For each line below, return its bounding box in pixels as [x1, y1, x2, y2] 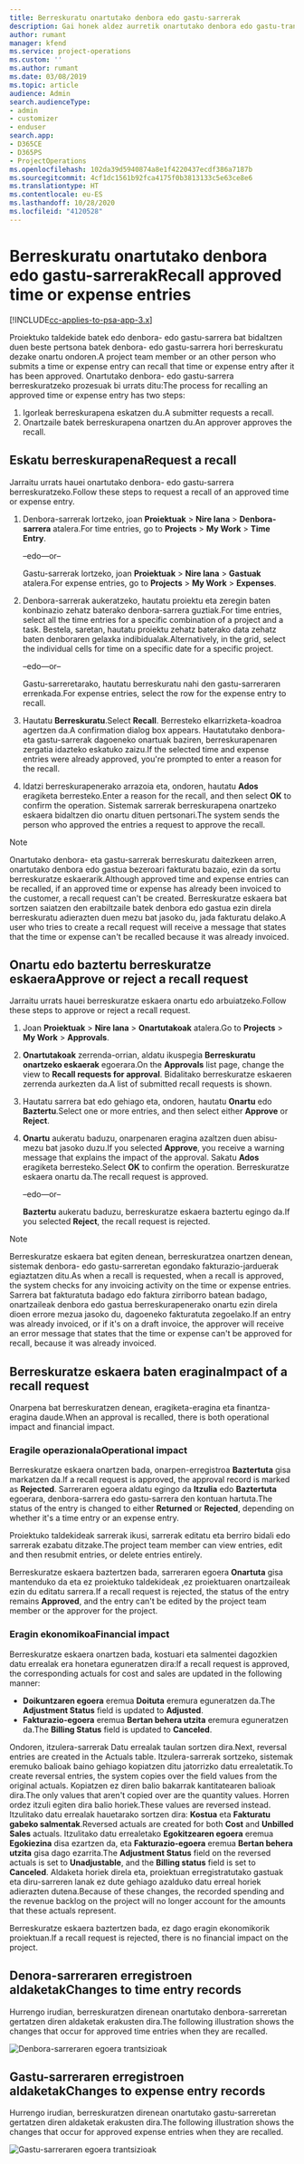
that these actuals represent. [9, 1905, 117, 1916]
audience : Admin [9, 89, 71, 98]
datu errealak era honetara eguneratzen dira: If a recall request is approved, [9, 1658, 290, 1669]
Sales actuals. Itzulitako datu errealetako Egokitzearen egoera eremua [9, 1828, 274, 1839]
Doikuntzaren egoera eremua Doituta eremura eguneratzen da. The [22, 1695, 276, 1706]
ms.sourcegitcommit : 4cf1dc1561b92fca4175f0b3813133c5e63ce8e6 [9, 173, 253, 182]
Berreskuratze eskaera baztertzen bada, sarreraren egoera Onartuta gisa [9, 1567, 283, 1578]
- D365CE [9, 139, 43, 148]
